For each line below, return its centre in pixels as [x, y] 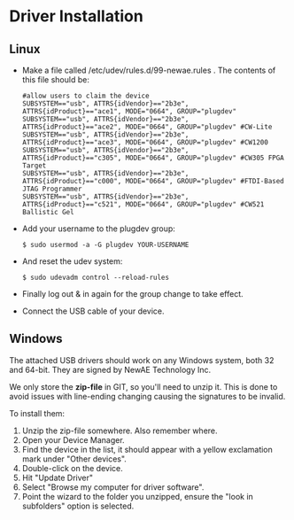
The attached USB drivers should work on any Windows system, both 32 [142, 360]
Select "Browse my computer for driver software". [113, 487]
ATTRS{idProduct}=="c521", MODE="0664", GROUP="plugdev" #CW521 [143, 205]
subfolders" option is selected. [78, 506]
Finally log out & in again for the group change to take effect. [132, 294]
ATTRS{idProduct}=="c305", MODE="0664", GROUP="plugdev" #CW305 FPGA [153, 158]
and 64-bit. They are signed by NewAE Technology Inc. [110, 369]
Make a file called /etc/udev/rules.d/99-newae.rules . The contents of [149, 70]
